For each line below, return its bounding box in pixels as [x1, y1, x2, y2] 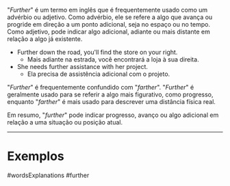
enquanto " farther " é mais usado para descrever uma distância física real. [7, 98, 216, 105]
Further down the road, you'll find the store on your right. [16, 48, 178, 56]
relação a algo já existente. [7, 35, 83, 43]
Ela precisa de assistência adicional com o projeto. [27, 70, 170, 78]
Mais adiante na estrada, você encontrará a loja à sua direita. [27, 55, 200, 64]
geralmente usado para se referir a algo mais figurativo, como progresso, [7, 90, 214, 98]
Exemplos [7, 148, 65, 164]
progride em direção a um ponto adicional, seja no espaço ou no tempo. [7, 21, 211, 28]
